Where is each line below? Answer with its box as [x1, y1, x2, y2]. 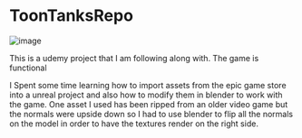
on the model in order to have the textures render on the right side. [9, 118, 258, 129]
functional [9, 62, 47, 73]
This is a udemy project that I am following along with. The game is [9, 52, 259, 63]
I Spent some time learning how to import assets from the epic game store [9, 79, 287, 90]
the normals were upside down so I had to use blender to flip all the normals [9, 108, 293, 119]
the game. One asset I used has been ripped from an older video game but [9, 98, 288, 109]
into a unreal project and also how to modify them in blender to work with [9, 89, 283, 100]
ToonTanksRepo [9, 5, 134, 26]
